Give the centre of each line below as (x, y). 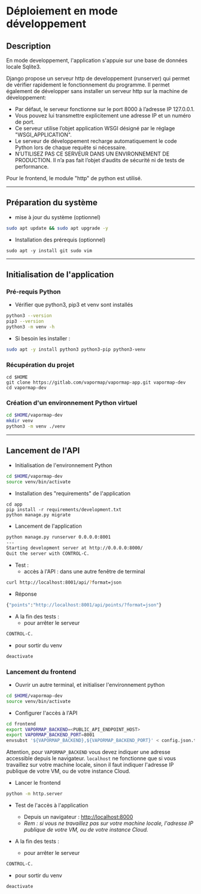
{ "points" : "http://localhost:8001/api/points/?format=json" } (84, 605)
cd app (14, 504)
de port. (25, 122)
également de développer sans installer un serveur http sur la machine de (97, 91)
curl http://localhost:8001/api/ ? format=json (64, 583)
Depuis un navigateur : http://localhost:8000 (78, 817)
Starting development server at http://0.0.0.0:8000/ (75, 548)
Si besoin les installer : (42, 338)
